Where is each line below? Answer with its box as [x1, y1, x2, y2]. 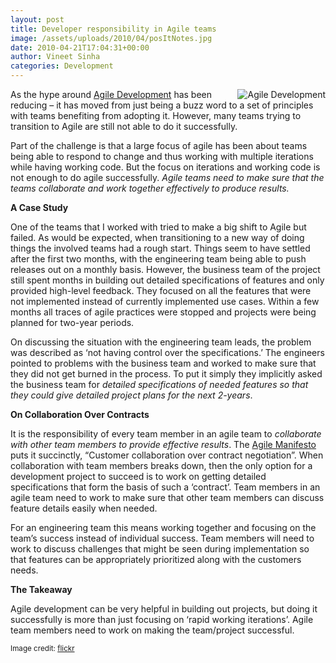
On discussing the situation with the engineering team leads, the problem [10, 336, 312, 348]
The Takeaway [10, 584, 73, 595]
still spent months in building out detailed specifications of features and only [10, 274, 325, 286]
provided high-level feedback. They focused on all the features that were [10, 285, 312, 296]
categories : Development [10, 61, 114, 71]
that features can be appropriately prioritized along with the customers [10, 554, 302, 565]
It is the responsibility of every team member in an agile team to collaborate [10, 428, 322, 440]
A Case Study [10, 202, 69, 213]
